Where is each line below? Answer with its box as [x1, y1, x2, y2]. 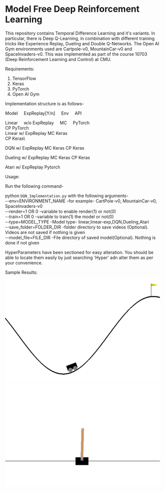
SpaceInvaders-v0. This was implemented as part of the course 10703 [5, 51, 147, 57]
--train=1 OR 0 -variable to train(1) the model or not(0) [5, 213, 114, 220]
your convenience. [5, 260, 43, 265]
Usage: [5, 173, 20, 179]
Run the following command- [5, 183, 64, 189]
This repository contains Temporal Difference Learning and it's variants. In [5, 30, 156, 36]
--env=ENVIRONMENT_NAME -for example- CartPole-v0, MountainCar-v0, [5, 198, 157, 204]
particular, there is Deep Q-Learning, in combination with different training [5, 35, 155, 41]
